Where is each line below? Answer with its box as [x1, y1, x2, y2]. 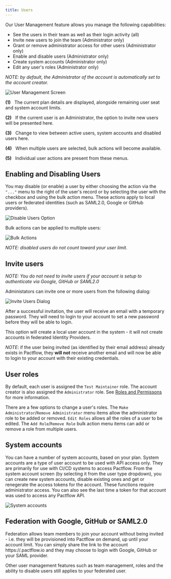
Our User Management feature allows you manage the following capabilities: [5, 21, 166, 28]
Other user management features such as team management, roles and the [5, 562, 163, 568]
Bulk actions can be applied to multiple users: [5, 225, 101, 231]
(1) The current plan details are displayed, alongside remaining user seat [5, 99, 160, 105]
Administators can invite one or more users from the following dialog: [5, 288, 151, 294]
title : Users [5, 7, 33, 13]
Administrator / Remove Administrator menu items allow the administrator [5, 410, 157, 416]
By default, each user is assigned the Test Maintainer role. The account [5, 384, 157, 390]
